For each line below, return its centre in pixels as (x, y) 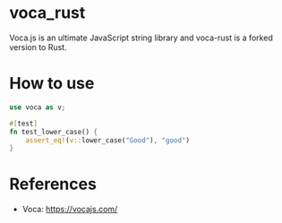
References (53, 184)
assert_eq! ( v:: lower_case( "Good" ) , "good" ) (108, 140)
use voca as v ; (38, 107)
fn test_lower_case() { (54, 132)
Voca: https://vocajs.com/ (70, 210)
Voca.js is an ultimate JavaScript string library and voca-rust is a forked (141, 38)
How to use (52, 84)
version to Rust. (38, 47)
